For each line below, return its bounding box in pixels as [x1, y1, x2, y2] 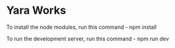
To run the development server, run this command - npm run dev [6, 35, 170, 42]
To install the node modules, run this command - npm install [6, 23, 157, 31]
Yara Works [6, 4, 66, 17]
